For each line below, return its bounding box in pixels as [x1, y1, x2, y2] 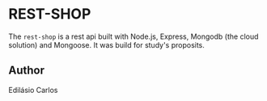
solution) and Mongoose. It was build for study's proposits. [8, 40, 205, 49]
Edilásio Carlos [8, 85, 58, 95]
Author [8, 64, 44, 78]
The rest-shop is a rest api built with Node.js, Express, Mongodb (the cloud [8, 32, 259, 41]
